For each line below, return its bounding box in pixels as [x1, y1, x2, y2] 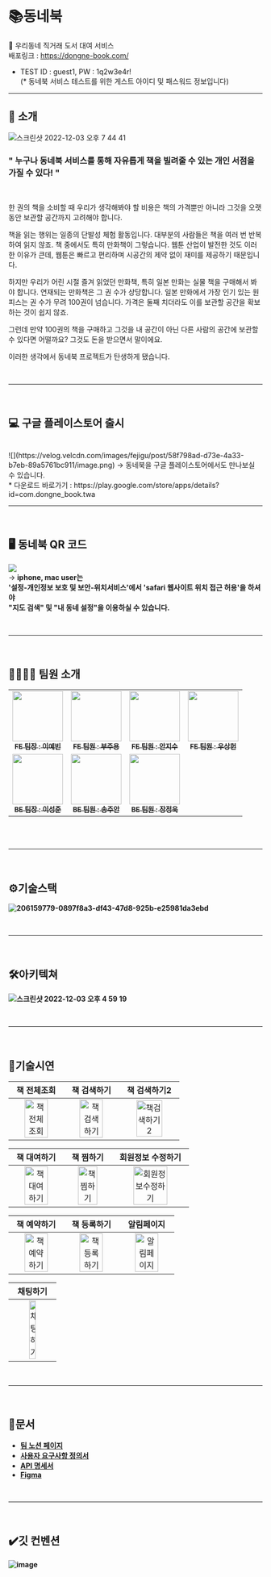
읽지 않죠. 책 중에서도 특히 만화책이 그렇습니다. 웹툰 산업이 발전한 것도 [23, 240, 243, 250]
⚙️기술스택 [8, 881, 58, 895]
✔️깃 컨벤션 [8, 1534, 60, 1548]
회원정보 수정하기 [119, 1151, 181, 1162]
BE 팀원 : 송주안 [72, 805, 120, 815]
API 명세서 [19, 1461, 54, 1471]
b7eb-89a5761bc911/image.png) [8, 460, 115, 469]
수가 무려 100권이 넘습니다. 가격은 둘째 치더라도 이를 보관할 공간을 [38, 298, 246, 307]
